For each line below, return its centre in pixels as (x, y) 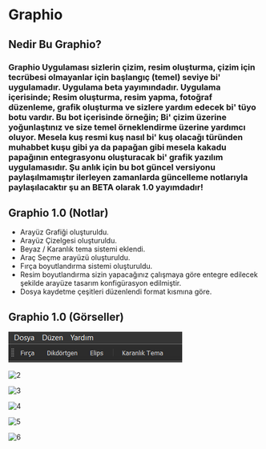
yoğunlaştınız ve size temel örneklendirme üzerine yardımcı (127, 127)
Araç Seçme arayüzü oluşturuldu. (75, 258)
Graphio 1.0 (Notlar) (58, 212)
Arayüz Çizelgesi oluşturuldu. (69, 241)
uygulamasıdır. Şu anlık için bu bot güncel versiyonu (112, 167)
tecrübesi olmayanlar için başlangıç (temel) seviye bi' (115, 77)
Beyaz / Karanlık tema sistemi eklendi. (83, 249)
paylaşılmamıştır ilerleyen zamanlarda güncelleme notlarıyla (128, 177)
